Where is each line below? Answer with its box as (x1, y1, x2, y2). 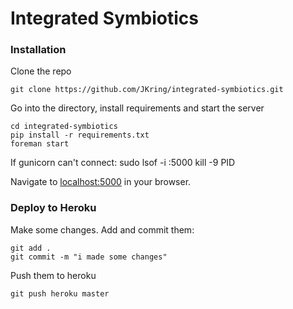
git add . (10, 243, 52, 253)
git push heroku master (10, 288, 110, 299)
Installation (10, 43, 67, 57)
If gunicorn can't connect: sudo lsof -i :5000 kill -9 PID (10, 157, 236, 169)
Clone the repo (10, 65, 72, 77)
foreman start (10, 139, 70, 149)
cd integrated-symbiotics (10, 122, 118, 132)
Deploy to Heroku (10, 201, 97, 215)
